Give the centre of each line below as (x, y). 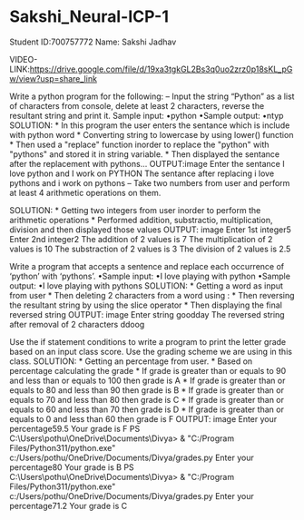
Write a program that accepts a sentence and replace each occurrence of (147, 266)
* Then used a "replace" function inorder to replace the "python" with (139, 144)
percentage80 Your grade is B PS (72, 467)
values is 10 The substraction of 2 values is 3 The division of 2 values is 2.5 (150, 249)
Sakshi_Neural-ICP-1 (89, 17)
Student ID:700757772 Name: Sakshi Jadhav (93, 42)
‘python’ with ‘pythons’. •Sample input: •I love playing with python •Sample (150, 276)
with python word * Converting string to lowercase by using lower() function (152, 134)
